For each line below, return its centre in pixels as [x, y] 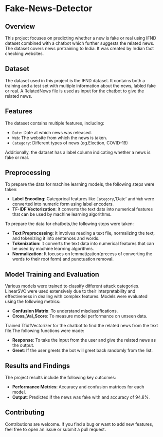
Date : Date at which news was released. [52, 132]
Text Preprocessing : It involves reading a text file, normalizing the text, [83, 233]
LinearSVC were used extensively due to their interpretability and [70, 291]
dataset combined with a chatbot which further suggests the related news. [80, 43]
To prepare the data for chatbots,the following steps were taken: [69, 224]
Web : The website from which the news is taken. [60, 138]
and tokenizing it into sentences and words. [56, 238]
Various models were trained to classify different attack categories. [72, 286]
